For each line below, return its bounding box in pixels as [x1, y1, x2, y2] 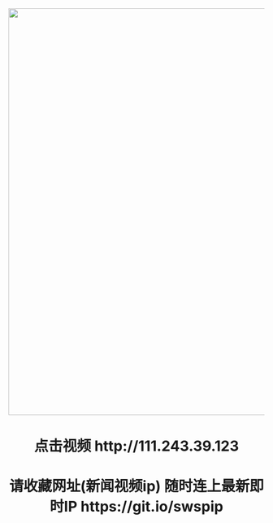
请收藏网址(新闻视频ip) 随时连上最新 [9, 477, 250, 495]
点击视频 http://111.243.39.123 [33, 437, 240, 455]
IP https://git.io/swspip [63, 498, 223, 516]
